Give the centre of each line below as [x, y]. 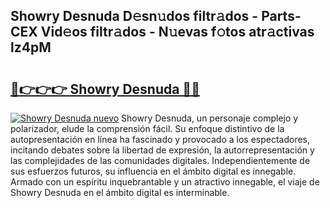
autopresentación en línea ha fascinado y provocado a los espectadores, [160, 139]
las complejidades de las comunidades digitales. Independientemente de [160, 160]
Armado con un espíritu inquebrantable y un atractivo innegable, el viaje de [165, 182]
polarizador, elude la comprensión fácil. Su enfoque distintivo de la [147, 128]
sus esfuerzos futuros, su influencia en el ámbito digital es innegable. [153, 171]
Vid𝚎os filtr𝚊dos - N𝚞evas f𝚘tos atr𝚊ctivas [177, 32]
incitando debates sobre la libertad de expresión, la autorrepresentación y [162, 150]
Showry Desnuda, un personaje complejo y [210, 118]
